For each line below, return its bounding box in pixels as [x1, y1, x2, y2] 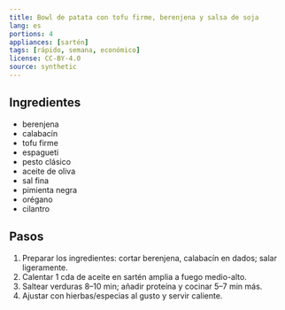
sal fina [21, 174, 50, 186]
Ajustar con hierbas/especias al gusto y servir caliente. [21, 290, 223, 301]
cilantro [21, 203, 50, 213]
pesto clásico [21, 156, 72, 167]
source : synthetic [9, 63, 77, 72]
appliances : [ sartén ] [9, 37, 89, 47]
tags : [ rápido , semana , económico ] [9, 46, 141, 55]
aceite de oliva [21, 166, 76, 176]
